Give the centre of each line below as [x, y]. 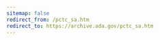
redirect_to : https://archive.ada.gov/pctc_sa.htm [80, 26]
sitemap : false [28, 13]
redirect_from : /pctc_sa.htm [48, 20]
